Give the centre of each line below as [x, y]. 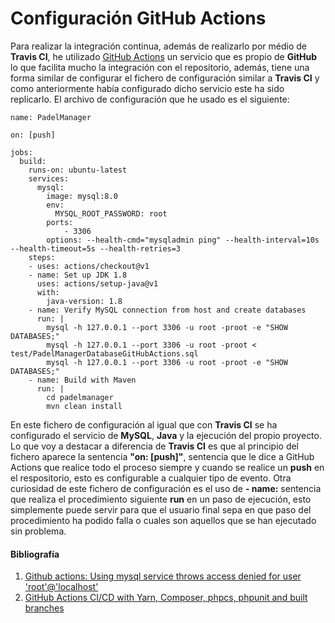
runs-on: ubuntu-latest [78, 170]
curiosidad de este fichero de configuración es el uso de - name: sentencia [166, 488]
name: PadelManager [51, 117]
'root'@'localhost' [61, 587]
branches [44, 608]
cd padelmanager [80, 397]
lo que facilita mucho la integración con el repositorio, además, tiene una [160, 67]
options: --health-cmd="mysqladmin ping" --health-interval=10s [183, 240]
